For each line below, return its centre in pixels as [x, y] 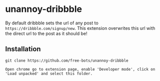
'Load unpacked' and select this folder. [49, 74]
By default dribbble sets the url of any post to [52, 23]
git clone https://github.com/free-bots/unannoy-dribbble [67, 61]
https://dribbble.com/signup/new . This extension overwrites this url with [80, 28]
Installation [23, 49]
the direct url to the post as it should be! [46, 33]
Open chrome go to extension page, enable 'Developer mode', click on [80, 69]
